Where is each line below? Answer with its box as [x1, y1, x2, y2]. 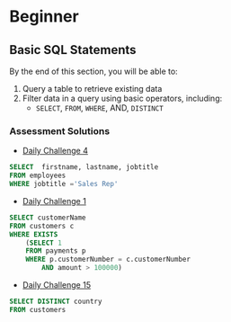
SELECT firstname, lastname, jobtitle [9, 163, 159, 172]
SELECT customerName [9, 213, 87, 222]
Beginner [9, 6, 79, 27]
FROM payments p [25, 246, 87, 255]
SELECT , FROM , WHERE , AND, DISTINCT [35, 103, 164, 113]
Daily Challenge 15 [22, 280, 92, 291]
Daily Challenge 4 [22, 146, 88, 157]
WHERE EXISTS [9, 229, 58, 239]
